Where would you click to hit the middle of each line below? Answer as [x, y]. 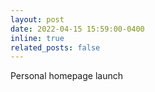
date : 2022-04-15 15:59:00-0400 [77, 29]
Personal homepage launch [66, 76]
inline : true [37, 38]
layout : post [37, 19]
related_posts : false [55, 47]
